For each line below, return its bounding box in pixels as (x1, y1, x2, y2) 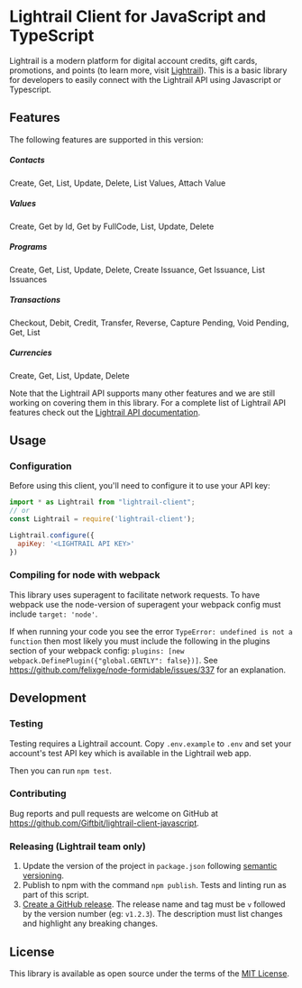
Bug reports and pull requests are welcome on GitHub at (9, 808, 219, 819)
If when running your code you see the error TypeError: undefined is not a (9, 626, 293, 636)
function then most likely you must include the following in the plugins (9, 636, 270, 646)
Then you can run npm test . (9, 764, 113, 776)
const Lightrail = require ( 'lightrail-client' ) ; (9, 515, 196, 524)
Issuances (9, 273, 48, 285)
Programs (9, 242, 48, 252)
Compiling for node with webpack (9, 569, 160, 581)
